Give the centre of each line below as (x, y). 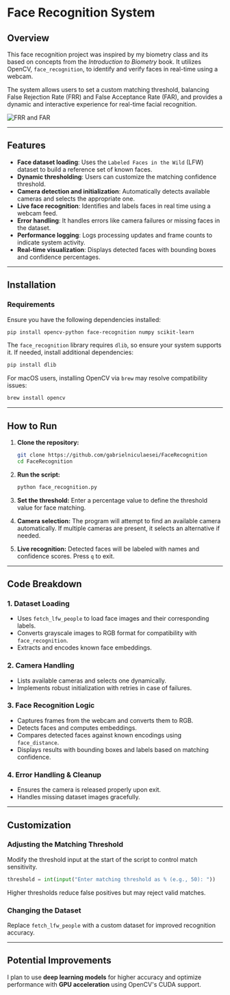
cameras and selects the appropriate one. (76, 198)
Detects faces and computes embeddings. (77, 728)
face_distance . (38, 742)
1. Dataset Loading (38, 604)
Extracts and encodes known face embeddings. (84, 648)
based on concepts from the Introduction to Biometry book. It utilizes (104, 62)
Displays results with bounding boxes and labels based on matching (113, 749)
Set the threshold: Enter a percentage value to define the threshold (112, 500)
